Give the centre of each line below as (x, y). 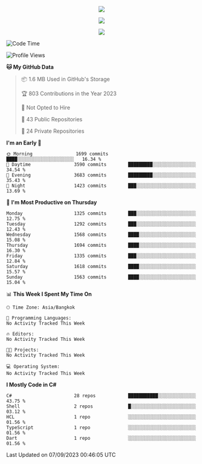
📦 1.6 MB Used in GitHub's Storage (65, 79)
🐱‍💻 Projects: (23, 350)
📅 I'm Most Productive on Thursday (52, 202)
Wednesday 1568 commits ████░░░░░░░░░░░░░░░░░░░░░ (101, 235)
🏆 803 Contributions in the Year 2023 (69, 93)
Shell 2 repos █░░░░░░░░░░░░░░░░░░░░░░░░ (101, 406)
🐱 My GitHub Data (30, 67)
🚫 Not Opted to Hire (46, 107)
